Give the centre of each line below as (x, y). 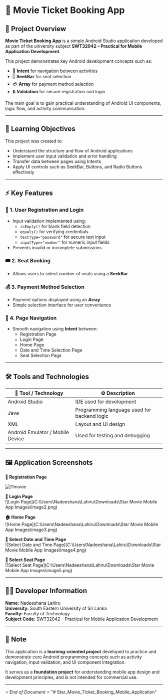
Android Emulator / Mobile (38, 432)
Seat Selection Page (41, 356)
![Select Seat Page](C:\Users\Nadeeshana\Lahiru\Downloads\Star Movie (80, 565)
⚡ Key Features (29, 193)
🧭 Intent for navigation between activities (55, 71)
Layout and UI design (100, 424)
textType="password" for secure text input (63, 237)
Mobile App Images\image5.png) (39, 571)
